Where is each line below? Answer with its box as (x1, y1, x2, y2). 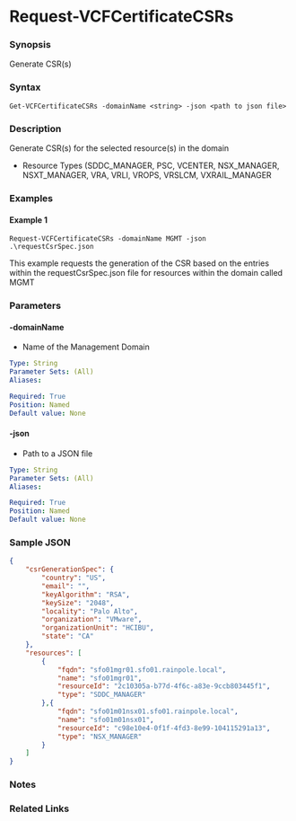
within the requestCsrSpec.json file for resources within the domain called (9, 268, 283, 278)
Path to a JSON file (22, 447, 93, 459)
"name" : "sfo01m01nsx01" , (57, 715, 154, 724)
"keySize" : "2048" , (41, 598, 115, 607)
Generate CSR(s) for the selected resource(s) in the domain (9, 143, 230, 154)
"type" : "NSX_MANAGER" (57, 732, 143, 741)
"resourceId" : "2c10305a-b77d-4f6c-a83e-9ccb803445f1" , (57, 682, 271, 691)
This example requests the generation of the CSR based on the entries (9, 258, 270, 269)
